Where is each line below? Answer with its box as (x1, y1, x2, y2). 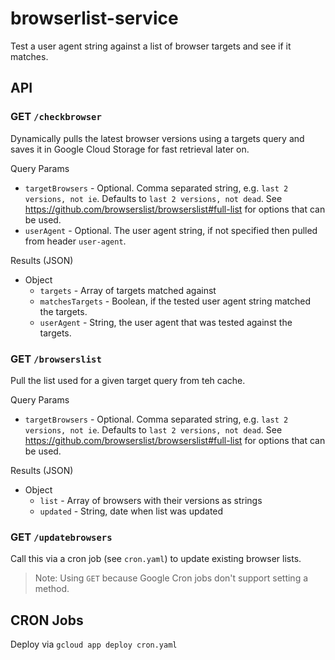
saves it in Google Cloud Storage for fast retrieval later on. (10, 143, 250, 155)
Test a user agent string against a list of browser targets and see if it (10, 40, 292, 52)
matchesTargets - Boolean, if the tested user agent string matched (39, 295, 312, 307)
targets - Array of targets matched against (39, 284, 217, 296)
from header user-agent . (24, 235, 127, 247)
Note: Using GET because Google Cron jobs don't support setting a (34, 572, 309, 584)
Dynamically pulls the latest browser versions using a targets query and (10, 132, 305, 144)
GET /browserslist (10, 352, 102, 366)
